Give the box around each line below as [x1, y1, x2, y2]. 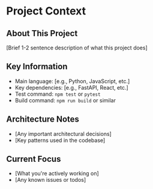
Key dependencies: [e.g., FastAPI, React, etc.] [14, 84, 129, 91]
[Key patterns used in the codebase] [14, 137, 106, 144]
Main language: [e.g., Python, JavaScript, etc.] [14, 77, 130, 85]
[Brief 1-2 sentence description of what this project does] [6, 44, 148, 51]
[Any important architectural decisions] [14, 130, 112, 137]
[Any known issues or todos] [14, 176, 86, 184]
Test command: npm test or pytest [14, 90, 101, 98]
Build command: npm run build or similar [14, 96, 116, 104]
